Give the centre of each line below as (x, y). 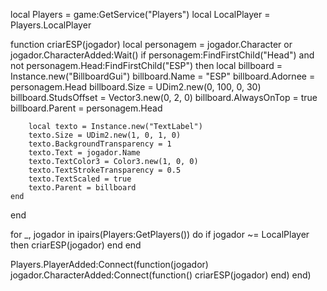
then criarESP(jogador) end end (76, 245)
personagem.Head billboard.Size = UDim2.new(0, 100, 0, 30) (136, 87)
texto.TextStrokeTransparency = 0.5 (105, 170)
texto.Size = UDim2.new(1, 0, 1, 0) (105, 135)
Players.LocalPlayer (51, 25)
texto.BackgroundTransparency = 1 (100, 144)
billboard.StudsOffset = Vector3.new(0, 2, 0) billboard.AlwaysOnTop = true (164, 97)
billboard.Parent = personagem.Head (86, 108)
